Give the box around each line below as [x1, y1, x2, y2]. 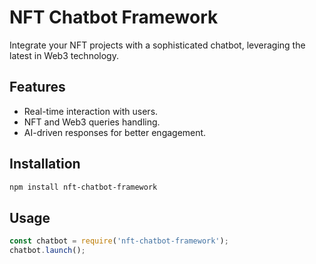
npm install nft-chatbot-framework [9, 182, 158, 192]
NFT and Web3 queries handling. [23, 116, 161, 128]
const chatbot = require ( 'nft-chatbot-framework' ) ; [9, 236, 229, 246]
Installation [9, 156, 81, 173]
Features [9, 79, 66, 96]
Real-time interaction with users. [23, 105, 159, 117]
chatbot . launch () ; [9, 246, 86, 256]
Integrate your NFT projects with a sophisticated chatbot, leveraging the [9, 39, 306, 51]
